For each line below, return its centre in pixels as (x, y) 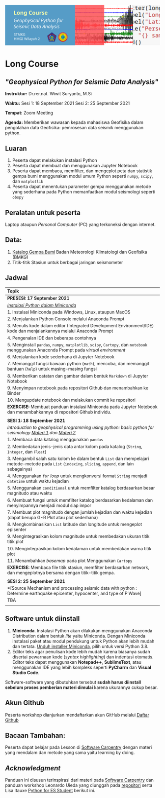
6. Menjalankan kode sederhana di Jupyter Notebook (61, 357)
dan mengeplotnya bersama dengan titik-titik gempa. (61, 573)
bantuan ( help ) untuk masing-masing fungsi (52, 369)
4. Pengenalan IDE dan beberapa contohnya (52, 338)
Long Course (32, 64)
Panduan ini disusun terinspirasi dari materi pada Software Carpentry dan (79, 780)
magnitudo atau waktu (30, 493)
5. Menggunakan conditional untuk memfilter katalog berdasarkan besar (81, 488)
